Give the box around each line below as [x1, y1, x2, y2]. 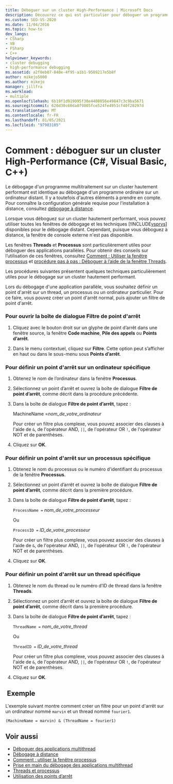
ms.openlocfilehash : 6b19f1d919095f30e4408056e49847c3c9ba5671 [5, 98, 144, 103]
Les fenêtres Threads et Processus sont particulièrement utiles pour [5, 241, 151, 248]
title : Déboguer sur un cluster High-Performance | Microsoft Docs [5, 7, 153, 13]
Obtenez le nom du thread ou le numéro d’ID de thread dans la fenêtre [12, 582, 162, 588]
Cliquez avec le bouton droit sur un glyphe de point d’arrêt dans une [12, 324, 158, 330]
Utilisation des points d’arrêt [12, 773, 73, 779]
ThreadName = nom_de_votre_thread [12, 623, 88, 630]
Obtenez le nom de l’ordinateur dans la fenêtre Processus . [12, 375, 137, 381]
